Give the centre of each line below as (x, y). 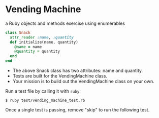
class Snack (18, 32)
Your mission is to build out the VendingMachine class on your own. (84, 82)
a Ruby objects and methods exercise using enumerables (65, 23)
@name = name (28, 47)
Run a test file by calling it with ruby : (43, 91)
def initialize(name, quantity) (44, 42)
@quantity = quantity (37, 52)
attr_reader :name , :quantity (42, 37)
